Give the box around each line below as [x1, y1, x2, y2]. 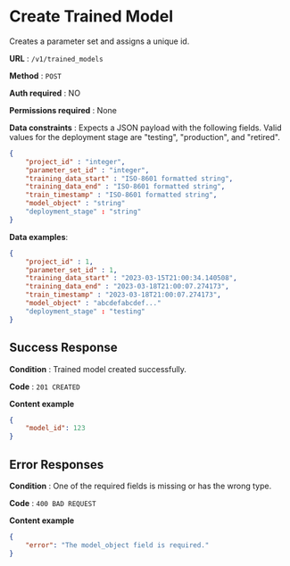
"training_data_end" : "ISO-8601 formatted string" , [25, 182, 226, 191]
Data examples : [9, 231, 69, 242]
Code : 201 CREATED [9, 381, 80, 392]
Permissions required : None [9, 104, 118, 115]
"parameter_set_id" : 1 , [25, 265, 118, 274]
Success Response [9, 340, 118, 355]
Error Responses [9, 457, 104, 472]
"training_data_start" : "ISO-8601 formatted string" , [25, 174, 234, 183]
